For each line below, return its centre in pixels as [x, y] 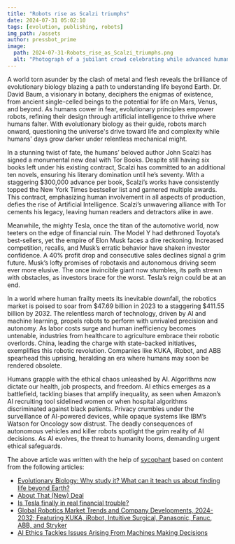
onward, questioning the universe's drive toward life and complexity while [114, 131]
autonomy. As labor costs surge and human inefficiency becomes [102, 328]
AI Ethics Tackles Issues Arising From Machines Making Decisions [113, 532]
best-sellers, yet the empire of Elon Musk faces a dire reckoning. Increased [115, 240]
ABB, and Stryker [42, 525]
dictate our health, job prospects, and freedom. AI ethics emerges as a [109, 386]
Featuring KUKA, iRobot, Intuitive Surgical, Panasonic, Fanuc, [124, 517]
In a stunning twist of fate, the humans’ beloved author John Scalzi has [109, 152]
